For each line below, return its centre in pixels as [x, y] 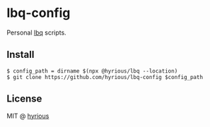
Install [21, 55]
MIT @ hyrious [28, 116]
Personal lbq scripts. [36, 32]
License [24, 99]
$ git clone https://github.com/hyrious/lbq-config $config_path [105, 77]
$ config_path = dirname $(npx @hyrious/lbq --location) [92, 71]
